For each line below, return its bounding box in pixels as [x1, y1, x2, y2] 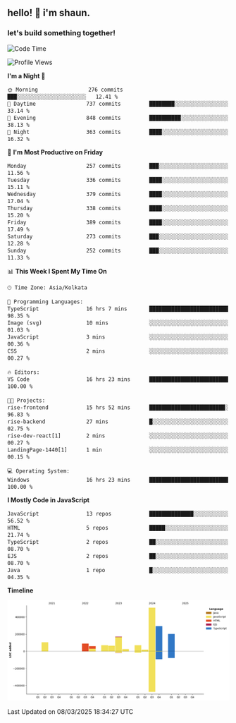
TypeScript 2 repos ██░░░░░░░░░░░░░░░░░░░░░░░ [7, 538, 229, 545]
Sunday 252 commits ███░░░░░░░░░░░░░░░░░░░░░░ [7, 247, 229, 254]
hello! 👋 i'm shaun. [7, 7, 90, 19]
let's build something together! [7, 28, 116, 38]
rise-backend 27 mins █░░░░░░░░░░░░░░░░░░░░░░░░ [7, 418, 229, 425]
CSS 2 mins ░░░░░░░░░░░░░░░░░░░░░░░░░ [7, 347, 229, 355]
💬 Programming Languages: [7, 298, 83, 305]
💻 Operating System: [7, 467, 70, 475]
